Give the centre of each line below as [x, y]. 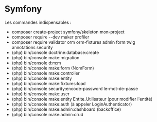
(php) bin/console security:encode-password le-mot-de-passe [75, 88]
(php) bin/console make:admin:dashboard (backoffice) [66, 109]
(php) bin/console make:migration [45, 57]
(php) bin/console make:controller [46, 73]
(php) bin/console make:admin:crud [47, 114]
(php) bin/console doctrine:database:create [55, 52]
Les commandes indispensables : [38, 22]
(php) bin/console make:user [41, 94]
